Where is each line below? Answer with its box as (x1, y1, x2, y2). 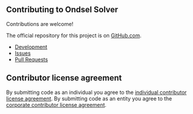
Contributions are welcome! (6, 20, 74, 27)
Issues (14, 50, 31, 57)
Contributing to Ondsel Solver (6, 5, 119, 15)
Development (14, 43, 48, 50)
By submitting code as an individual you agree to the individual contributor (6, 89, 187, 96)
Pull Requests (14, 56, 48, 63)
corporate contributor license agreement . (6, 101, 107, 108)
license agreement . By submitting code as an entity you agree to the (6, 95, 172, 102)
